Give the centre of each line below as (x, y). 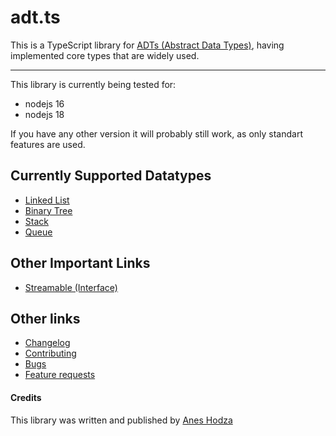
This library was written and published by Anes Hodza (121, 420)
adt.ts (35, 17)
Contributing (50, 353)
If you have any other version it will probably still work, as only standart (156, 133)
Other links (45, 318)
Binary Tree (48, 210)
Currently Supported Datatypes (111, 176)
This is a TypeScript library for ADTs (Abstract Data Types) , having (147, 45)
